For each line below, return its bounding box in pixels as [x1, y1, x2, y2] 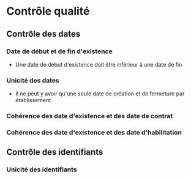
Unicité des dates [6, 76, 59, 84]
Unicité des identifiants [6, 165, 78, 174]
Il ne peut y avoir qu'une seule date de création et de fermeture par [15, 90, 185, 97]
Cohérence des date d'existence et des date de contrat [6, 112, 173, 121]
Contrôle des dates [6, 29, 81, 39]
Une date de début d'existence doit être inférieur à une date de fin [15, 61, 182, 68]
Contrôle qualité [6, 4, 90, 18]
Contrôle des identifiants [6, 147, 103, 157]
